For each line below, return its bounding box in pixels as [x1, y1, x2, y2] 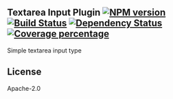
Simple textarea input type [7, 46, 82, 55]
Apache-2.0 [7, 84, 41, 92]
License [7, 66, 42, 78]
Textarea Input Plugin [7, 7, 101, 18]
